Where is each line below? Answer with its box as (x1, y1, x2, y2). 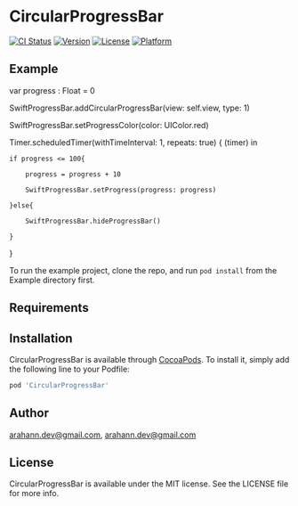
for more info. (9, 488, 60, 499)
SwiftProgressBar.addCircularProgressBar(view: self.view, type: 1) (9, 102, 251, 113)
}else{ (9, 200, 34, 210)
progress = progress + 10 (25, 169, 122, 179)
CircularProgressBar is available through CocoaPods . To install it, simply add (9, 354, 290, 364)
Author (9, 405, 49, 420)
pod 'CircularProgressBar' (9, 380, 109, 389)
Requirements (9, 300, 89, 315)
